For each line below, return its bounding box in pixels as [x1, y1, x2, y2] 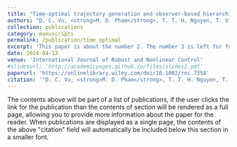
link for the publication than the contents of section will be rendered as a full [7, 103, 229, 112]
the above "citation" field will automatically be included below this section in [7, 125, 229, 134]
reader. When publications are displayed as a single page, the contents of [7, 118, 221, 127]
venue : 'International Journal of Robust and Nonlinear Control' [7, 57, 203, 64]
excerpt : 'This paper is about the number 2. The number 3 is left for [7, 43, 222, 50]
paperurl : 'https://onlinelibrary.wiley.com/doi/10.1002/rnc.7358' [7, 69, 210, 76]
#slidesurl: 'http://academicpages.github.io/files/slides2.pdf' [7, 63, 203, 70]
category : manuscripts [7, 30, 74, 37]
